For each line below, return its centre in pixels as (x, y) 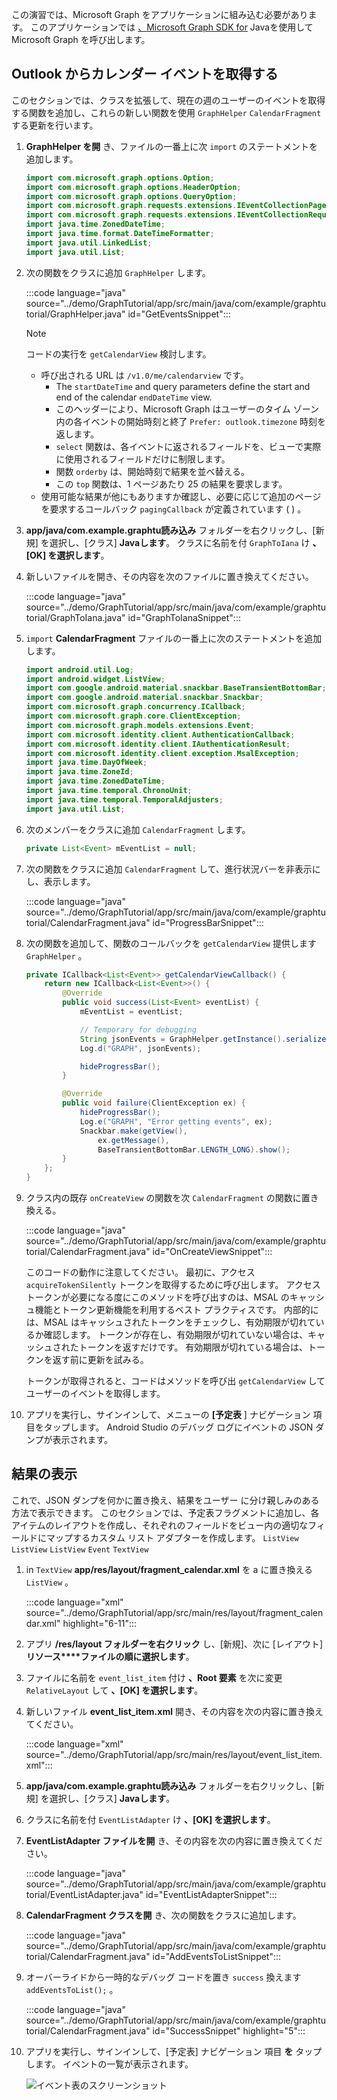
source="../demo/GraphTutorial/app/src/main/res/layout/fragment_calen (174, 1612)
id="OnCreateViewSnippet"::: (212, 1252)
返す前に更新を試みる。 (100, 1360)
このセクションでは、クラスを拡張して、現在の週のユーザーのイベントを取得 (168, 100)
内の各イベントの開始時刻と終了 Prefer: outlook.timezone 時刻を (191, 421)
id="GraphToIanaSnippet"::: (184, 617)
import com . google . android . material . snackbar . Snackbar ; (144, 698)
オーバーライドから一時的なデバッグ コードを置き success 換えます (163, 1977)
